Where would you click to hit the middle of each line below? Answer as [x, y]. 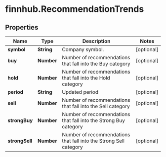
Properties [22, 27]
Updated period [80, 92]
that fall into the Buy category [96, 64]
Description [96, 41]
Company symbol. [83, 49]
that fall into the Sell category [96, 106]
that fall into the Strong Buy [93, 120]
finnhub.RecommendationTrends [75, 9]
